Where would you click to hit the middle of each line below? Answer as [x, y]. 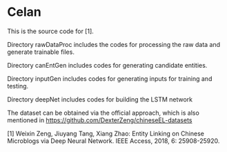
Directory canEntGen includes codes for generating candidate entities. [107, 65]
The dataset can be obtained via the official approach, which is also [103, 113]
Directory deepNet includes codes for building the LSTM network [100, 99]
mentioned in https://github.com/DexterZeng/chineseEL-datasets [100, 120]
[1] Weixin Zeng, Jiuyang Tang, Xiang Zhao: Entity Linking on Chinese [106, 133]
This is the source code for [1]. [51, 31]
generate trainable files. [41, 52]
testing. [18, 86]
